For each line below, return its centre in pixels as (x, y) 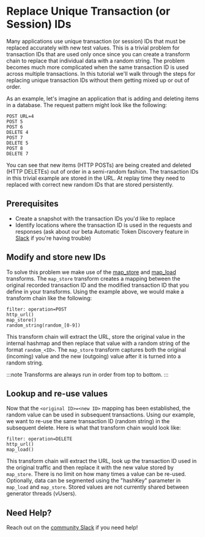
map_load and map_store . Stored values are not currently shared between (98, 487)
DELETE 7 (17, 154)
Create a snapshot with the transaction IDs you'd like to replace (95, 218)
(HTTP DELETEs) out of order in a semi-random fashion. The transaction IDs (102, 171)
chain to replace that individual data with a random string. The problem (96, 61)
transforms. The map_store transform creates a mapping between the (93, 278)
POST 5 (15, 121)
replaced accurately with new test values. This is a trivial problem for (93, 48)
